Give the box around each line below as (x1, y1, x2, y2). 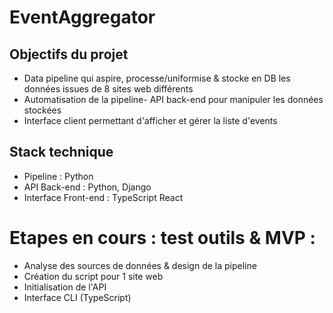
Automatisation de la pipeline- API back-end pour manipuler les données (23, 94, 324, 105)
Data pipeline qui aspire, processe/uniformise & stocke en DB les (23, 72, 291, 84)
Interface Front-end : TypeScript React (23, 191, 184, 203)
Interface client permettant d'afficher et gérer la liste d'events (23, 115, 278, 126)
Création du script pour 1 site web (23, 270, 164, 282)
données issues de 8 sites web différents (23, 83, 194, 95)
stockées (23, 104, 62, 116)
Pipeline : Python (23, 170, 94, 182)
